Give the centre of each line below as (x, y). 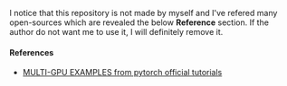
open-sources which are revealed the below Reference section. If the (139, 22)
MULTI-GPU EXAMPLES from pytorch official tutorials (122, 73)
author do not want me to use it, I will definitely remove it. (116, 32)
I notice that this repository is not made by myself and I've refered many (143, 13)
